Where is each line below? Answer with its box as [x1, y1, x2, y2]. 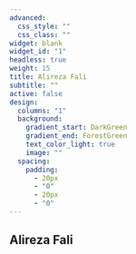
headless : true [9, 55, 67, 64]
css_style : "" [17, 22, 71, 31]
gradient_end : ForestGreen [25, 132, 128, 141]
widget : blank [9, 38, 63, 48]
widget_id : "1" [9, 47, 67, 56]
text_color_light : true [25, 140, 116, 149]
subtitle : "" [9, 81, 59, 90]
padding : [25, 165, 59, 174]
